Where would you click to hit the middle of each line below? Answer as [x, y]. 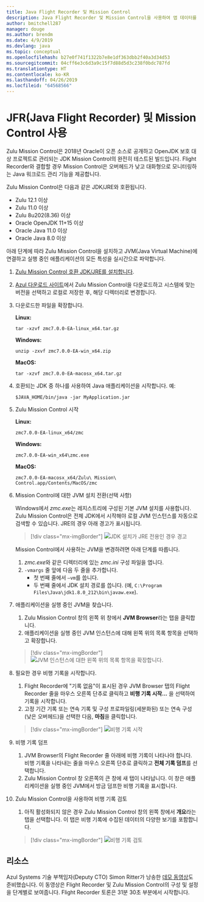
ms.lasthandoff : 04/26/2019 [42, 80]
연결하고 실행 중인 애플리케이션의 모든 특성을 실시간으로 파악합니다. [86, 258]
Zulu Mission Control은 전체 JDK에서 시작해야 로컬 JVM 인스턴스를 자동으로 [106, 516]
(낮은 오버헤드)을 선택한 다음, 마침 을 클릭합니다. [81, 716]
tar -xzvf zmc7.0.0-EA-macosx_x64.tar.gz [68, 373]
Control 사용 [37, 133]
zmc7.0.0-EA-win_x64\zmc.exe [52, 455]
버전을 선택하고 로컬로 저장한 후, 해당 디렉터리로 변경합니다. [86, 292]
